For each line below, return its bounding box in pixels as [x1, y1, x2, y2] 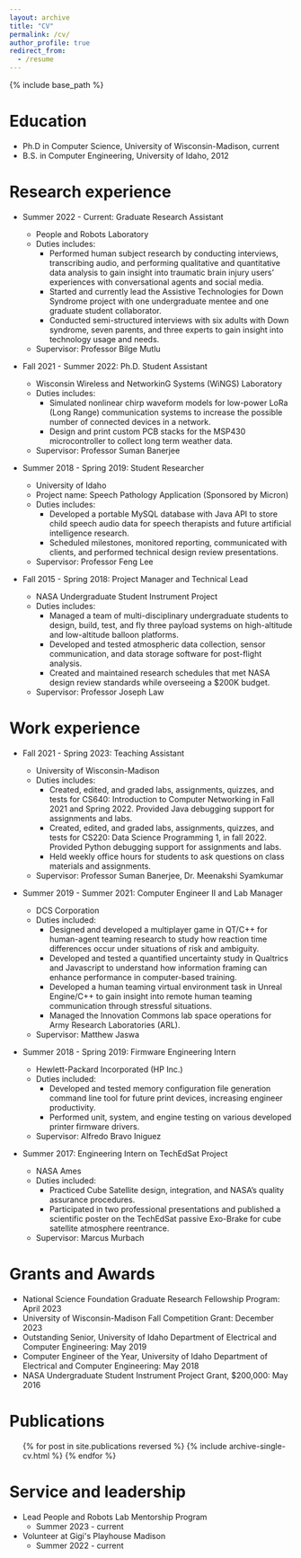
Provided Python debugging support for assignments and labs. [49, 841, 282, 852]
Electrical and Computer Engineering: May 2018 [22, 1360, 199, 1371]
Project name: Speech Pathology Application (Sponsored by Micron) [35, 489, 289, 500]
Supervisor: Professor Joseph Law [35, 686, 164, 697]
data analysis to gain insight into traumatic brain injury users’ [49, 267, 274, 278]
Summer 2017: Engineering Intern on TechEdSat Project [22, 1147, 228, 1159]
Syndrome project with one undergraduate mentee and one [49, 296, 270, 306]
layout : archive [9, 13, 70, 22]
